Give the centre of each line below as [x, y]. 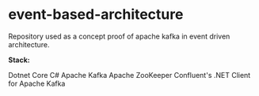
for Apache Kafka [37, 83]
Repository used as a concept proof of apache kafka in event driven [119, 36]
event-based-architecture [96, 15]
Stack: [19, 60]
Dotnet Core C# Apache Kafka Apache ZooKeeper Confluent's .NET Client [129, 75]
